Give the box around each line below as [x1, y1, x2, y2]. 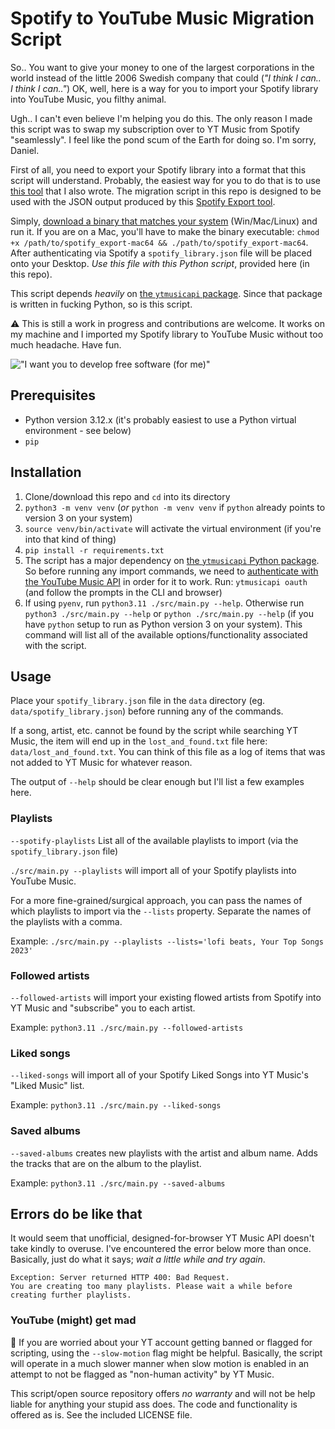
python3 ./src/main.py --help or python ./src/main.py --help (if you [24, 607, 314, 619]
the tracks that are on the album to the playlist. [10, 1157, 202, 1169]
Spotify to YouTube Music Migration [10, 7, 315, 30]
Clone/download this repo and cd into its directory [24, 490, 231, 502]
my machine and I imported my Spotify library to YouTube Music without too [10, 328, 324, 340]
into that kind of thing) [24, 533, 117, 545]
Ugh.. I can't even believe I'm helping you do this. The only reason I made [10, 112, 313, 124]
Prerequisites [10, 387, 96, 404]
